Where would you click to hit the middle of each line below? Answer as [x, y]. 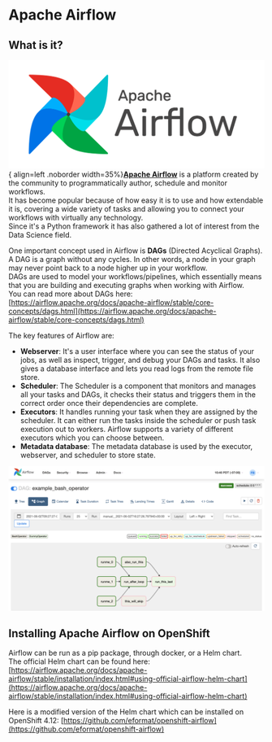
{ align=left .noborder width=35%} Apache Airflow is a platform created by [134, 175]
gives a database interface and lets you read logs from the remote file [137, 369]
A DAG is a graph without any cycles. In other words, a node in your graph [132, 260]
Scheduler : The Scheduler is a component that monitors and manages [138, 386]
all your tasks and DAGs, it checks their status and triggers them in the [138, 395]
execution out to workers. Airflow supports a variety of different [127, 430]
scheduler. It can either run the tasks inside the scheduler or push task [138, 421]
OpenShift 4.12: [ [36, 721]
